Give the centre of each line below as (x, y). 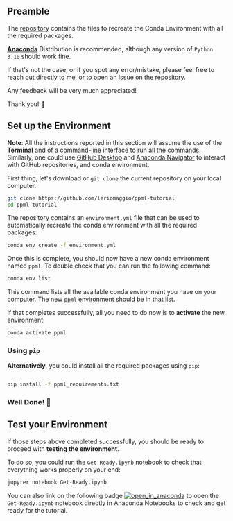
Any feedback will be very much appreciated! (72, 90)
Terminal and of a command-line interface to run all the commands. (104, 150)
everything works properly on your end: (64, 469)
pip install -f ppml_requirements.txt (63, 384)
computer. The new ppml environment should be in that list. (91, 299)
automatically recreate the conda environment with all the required (102, 225)
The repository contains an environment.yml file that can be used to (103, 218)
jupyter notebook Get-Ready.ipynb (57, 482)
